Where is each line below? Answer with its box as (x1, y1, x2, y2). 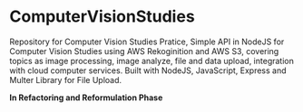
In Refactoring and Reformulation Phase (9, 92, 163, 103)
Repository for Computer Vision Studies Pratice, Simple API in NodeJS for (9, 36, 285, 47)
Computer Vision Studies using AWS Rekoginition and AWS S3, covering (9, 45, 279, 56)
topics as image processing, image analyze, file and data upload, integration (9, 55, 295, 66)
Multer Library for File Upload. (9, 74, 122, 85)
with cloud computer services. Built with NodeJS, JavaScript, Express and (9, 65, 288, 76)
